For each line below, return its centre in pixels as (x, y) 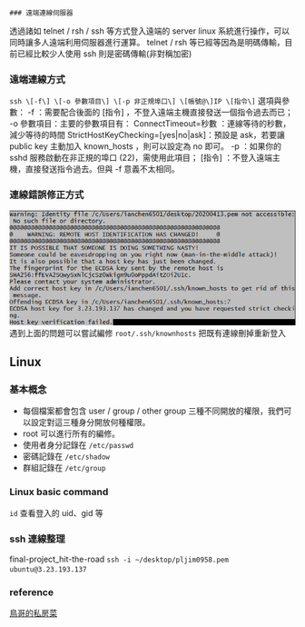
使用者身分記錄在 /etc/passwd (78, 445)
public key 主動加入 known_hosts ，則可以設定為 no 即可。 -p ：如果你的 (146, 146)
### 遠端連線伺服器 (41, 13)
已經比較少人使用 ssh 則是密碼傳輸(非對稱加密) (104, 54)
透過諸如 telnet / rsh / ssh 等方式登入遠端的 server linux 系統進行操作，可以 (150, 31)
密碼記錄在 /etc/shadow (66, 456)
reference (32, 592)
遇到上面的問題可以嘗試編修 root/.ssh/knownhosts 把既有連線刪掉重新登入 (148, 333)
